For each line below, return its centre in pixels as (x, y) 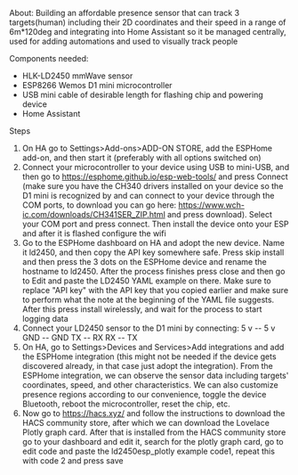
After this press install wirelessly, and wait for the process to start (142, 309)
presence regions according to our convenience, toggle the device (144, 394)
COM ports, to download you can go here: (99, 205)
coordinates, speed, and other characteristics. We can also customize (150, 385)
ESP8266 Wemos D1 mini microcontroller (97, 85)
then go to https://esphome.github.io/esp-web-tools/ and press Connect (155, 176)
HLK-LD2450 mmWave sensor (77, 76)
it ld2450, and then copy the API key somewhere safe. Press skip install (153, 252)
